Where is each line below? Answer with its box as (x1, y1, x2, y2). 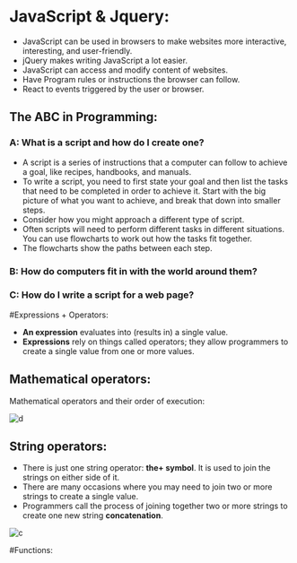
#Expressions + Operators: (9, 309, 109, 320)
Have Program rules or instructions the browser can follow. (22, 74, 240, 84)
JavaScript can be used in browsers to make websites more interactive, (22, 36, 287, 47)
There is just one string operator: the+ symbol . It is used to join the (22, 463, 271, 473)
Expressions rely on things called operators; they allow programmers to (22, 336, 289, 347)
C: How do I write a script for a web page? (9, 289, 195, 301)
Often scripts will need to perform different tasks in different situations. (22, 223, 285, 234)
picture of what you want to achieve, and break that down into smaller (22, 195, 281, 205)
